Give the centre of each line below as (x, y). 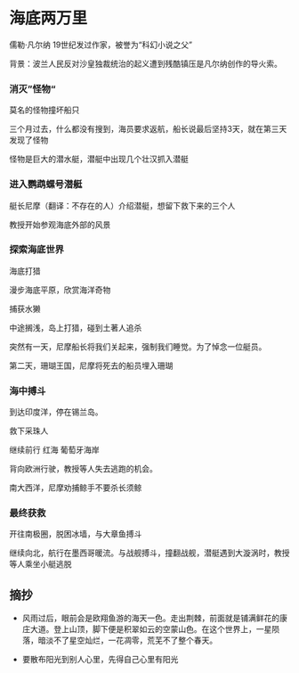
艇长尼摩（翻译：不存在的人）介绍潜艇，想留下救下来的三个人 (122, 205)
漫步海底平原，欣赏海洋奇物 (60, 290)
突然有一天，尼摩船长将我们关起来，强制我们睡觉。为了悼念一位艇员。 (138, 346)
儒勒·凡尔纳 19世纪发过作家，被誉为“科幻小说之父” (101, 45)
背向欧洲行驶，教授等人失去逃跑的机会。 (83, 469)
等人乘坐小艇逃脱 (40, 564)
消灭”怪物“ (32, 88)
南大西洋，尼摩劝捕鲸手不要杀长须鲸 (76, 488)
